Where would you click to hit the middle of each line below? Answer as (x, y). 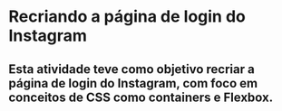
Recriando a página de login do (127, 17)
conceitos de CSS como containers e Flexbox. (141, 97)
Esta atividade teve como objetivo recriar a (131, 69)
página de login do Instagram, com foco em (133, 83)
